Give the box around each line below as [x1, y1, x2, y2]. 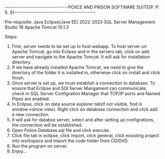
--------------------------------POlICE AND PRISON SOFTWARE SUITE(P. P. [4, 4, 160, 10]
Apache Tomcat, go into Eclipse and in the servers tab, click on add [11, 49, 149, 54]
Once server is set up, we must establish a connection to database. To [11, 80, 155, 86]
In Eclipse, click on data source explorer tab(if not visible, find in [11, 101, 143, 107]
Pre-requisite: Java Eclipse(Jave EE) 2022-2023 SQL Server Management [4, 19, 155, 25]
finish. [11, 75, 25, 80]
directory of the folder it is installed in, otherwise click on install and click [11, 70, 160, 76]
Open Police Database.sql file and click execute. [11, 127, 110, 133]
